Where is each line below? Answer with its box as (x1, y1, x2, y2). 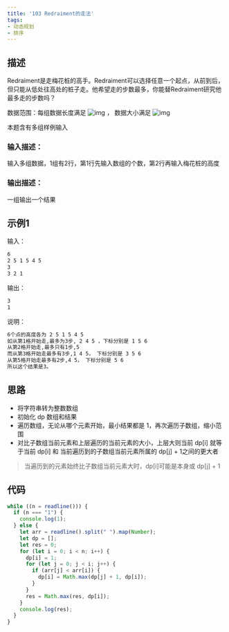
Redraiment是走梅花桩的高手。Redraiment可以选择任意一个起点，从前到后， (7, 77, 224, 85)
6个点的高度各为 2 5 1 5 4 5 (7, 331, 84, 338)
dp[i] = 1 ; (25, 554, 57, 561)
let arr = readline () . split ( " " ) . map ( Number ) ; (19, 529, 156, 536)
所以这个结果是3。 (7, 363, 52, 370)
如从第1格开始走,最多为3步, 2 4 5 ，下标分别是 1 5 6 (7, 337, 147, 345)
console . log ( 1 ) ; (19, 516, 67, 523)
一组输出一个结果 (7, 195, 56, 204)
